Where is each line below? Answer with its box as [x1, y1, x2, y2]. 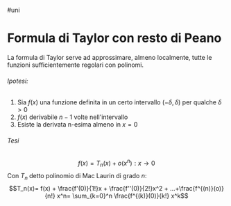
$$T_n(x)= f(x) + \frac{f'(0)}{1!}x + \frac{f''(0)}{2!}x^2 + [9, 184, 169, 192]
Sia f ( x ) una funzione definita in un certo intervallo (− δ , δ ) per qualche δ [17, 98, 222, 106]
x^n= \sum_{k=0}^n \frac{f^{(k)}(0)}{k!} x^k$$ [56, 191, 189, 200]
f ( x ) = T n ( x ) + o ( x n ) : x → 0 [78, 158, 155, 169]
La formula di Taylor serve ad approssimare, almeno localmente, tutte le [7, 53, 212, 61]
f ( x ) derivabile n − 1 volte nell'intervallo [17, 113, 128, 121]
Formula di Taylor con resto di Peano [7, 31, 222, 46]
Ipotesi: [7, 77, 29, 85]
